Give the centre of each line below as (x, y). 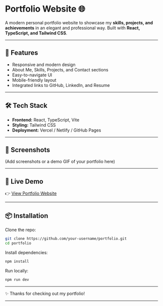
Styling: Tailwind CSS (34, 125)
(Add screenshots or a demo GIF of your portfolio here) (60, 162)
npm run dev (17, 280)
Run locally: (17, 271)
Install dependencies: (26, 252)
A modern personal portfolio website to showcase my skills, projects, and (79, 22)
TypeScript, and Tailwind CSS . (36, 33)
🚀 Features (22, 53)
